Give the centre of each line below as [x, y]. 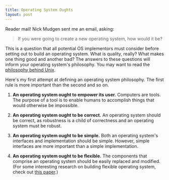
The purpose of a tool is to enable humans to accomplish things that [83, 100]
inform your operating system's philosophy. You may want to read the [78, 64]
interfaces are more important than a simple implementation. [75, 146]
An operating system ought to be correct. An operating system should [87, 115]
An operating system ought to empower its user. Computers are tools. [87, 95]
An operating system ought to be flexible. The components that [80, 156]
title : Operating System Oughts [39, 10]
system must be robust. [37, 126]
